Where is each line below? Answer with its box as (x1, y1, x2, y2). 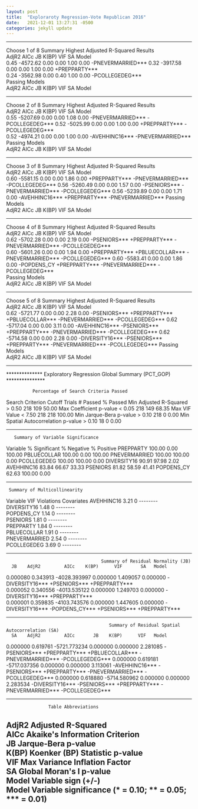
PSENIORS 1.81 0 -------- (6, 516, 68, 523)
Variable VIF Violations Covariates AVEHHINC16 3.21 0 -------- (6, 497, 158, 504)
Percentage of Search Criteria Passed (32, 389, 128, 394)
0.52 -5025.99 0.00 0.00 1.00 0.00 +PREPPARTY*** (55, 121, 184, 128)
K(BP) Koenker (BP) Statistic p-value (6, 747, 143, 758)
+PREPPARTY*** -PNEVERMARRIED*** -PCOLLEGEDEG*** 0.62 (6, 329, 170, 336)
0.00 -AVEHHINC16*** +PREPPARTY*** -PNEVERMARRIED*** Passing (6, 194, 185, 201)
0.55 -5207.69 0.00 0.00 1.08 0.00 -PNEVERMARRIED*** (6, 114, 146, 121)
